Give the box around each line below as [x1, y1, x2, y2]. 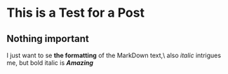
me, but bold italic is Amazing [6, 59, 94, 67]
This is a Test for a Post [6, 5, 145, 21]
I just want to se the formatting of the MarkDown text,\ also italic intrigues [6, 51, 222, 59]
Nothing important [6, 33, 89, 45]
